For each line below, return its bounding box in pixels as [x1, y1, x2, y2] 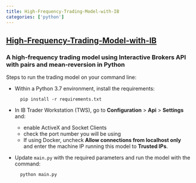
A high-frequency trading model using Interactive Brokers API [6, 53, 187, 61]
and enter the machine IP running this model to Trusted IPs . [23, 143, 168, 150]
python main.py [20, 172, 58, 178]
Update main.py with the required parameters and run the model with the [14, 154, 191, 161]
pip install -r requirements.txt [20, 96, 102, 102]
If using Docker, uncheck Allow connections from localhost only [23, 137, 181, 144]
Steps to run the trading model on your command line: [6, 74, 137, 81]
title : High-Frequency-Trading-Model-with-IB [6, 8, 119, 15]
